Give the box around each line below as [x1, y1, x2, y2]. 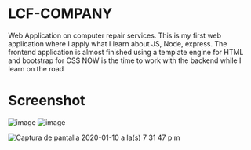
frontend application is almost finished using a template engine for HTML [8, 47, 244, 57]
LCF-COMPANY [8, 5, 113, 23]
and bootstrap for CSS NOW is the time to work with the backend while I [8, 56, 242, 65]
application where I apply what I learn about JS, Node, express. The [8, 38, 227, 48]
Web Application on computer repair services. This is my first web [8, 31, 222, 40]
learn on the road [8, 64, 64, 73]
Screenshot [8, 92, 85, 110]
